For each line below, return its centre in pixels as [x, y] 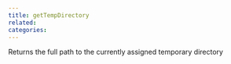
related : [22, 23]
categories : [27, 30]
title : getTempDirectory [49, 15]
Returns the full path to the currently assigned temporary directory [116, 52]
